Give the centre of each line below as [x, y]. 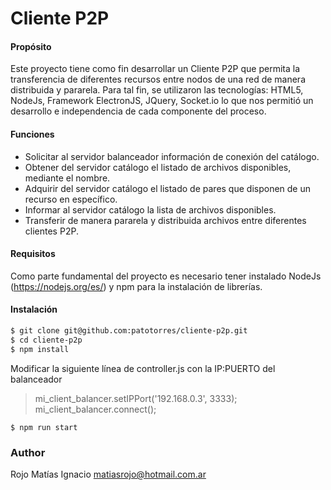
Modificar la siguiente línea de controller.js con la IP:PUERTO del [143, 368]
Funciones [32, 134]
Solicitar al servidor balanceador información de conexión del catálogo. [172, 156]
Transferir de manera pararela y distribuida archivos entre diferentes [165, 220]
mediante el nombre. [67, 178]
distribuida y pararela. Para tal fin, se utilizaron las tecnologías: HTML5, [157, 90]
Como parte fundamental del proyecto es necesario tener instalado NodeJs [166, 276]
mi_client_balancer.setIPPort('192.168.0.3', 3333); [136, 398]
